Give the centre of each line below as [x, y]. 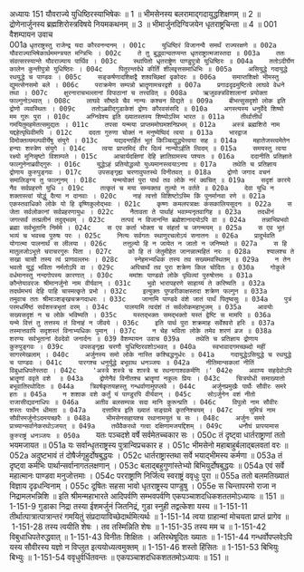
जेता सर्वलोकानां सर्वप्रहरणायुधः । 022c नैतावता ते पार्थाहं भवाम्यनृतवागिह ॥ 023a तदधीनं [142, 212]
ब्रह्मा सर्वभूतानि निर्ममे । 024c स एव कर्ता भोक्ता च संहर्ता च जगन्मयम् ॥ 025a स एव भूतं [147, 228]
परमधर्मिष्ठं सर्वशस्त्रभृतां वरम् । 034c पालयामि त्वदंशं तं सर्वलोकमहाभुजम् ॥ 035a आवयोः [142, 307]
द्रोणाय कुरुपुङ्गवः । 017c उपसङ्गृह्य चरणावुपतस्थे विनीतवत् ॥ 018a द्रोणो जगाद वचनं [140, 172]
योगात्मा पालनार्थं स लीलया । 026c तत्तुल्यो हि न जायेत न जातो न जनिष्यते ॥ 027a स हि [148, 244]
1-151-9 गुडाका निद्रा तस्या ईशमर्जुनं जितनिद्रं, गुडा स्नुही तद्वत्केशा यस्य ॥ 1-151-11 [128, 506]
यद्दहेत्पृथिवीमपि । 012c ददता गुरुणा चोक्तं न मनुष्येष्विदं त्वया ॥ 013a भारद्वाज [128, 132]
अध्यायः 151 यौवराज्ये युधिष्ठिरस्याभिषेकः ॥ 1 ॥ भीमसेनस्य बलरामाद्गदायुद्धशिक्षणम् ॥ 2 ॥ [135, 14]
